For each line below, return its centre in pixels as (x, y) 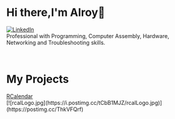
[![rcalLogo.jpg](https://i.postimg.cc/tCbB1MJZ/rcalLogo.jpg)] (84, 102)
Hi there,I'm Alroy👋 (56, 13)
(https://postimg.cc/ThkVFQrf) (45, 109)
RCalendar (20, 96)
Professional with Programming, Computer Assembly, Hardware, (88, 36)
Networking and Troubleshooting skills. (56, 42)
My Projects (38, 79)
